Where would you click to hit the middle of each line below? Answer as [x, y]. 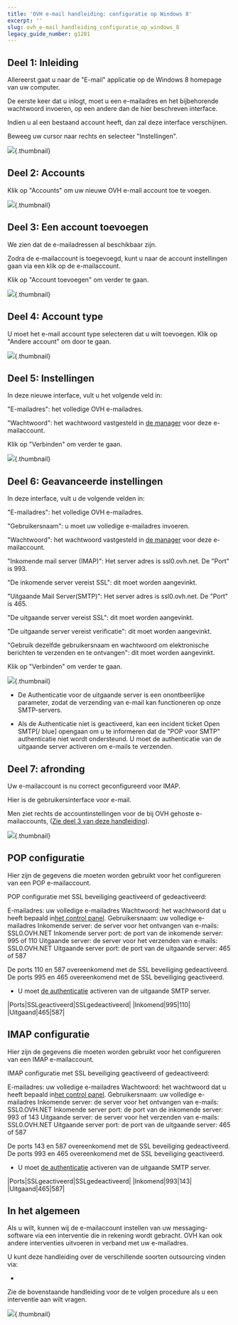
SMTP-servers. [40, 710]
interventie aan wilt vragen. [47, 1299]
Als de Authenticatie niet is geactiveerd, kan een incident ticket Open [119, 724]
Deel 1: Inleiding [43, 62]
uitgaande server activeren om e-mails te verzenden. [95, 747]
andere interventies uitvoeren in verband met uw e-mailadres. [98, 1243]
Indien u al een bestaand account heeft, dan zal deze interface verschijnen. [118, 122]
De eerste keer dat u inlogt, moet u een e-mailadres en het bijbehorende [113, 101]
